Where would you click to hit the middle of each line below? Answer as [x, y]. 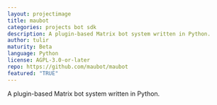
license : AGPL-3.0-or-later [49, 60]
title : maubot [28, 21]
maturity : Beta [30, 47]
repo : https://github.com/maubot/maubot [68, 67]
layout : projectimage [39, 14]
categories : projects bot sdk [52, 27]
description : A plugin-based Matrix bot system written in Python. [109, 34]
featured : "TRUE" [33, 73]
